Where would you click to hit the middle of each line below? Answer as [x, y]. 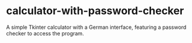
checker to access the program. [45, 33]
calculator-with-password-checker [95, 11]
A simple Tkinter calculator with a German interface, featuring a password [96, 27]
